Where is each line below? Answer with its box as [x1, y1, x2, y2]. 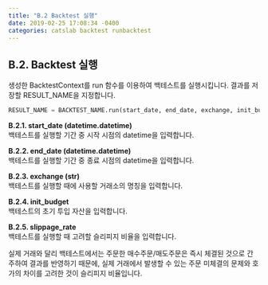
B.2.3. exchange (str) [8, 172, 80, 182]
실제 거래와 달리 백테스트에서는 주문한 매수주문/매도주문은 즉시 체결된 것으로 [8, 248, 246, 259]
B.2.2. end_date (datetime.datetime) [8, 146, 132, 156]
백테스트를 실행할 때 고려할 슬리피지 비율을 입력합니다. [8, 232, 177, 241]
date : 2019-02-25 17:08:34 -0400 [8, 19, 120, 27]
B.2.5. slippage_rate [8, 222, 77, 232]
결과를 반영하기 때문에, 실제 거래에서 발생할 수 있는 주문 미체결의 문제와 [29, 259, 251, 268]
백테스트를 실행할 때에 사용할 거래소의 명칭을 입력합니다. [8, 181, 183, 191]
